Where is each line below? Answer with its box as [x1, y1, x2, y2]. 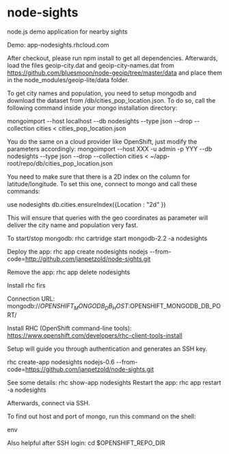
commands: [7, 187, 41, 195]
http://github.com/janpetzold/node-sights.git [25, 255, 151, 263]
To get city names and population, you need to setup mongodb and [7, 89, 197, 97]
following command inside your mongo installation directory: [7, 103, 178, 112]
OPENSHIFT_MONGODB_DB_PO [129, 301, 221, 310]
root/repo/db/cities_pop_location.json [7, 159, 113, 167]
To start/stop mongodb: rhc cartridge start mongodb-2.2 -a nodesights [7, 234, 207, 242]
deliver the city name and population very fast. [7, 220, 139, 229]
